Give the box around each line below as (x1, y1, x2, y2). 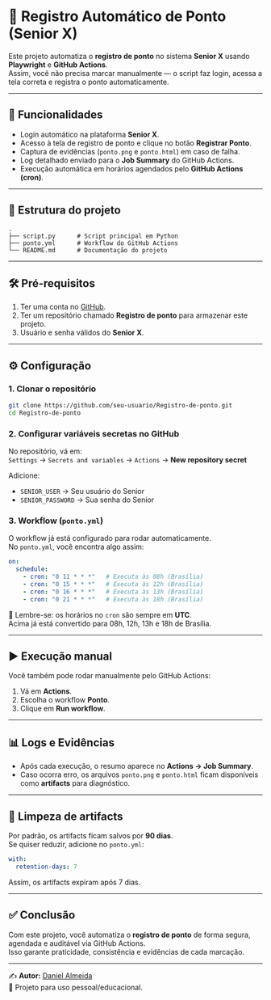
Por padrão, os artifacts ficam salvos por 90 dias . (8, 831, 173, 841)
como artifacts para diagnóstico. (19, 778, 131, 788)
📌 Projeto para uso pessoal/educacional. (8, 982, 144, 992)
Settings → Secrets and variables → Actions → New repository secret (8, 455, 248, 465)
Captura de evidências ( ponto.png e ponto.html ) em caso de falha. (19, 146, 240, 156)
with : (8, 855, 27, 863)
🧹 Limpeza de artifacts (8, 809, 123, 823)
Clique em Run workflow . (19, 703, 106, 714)
